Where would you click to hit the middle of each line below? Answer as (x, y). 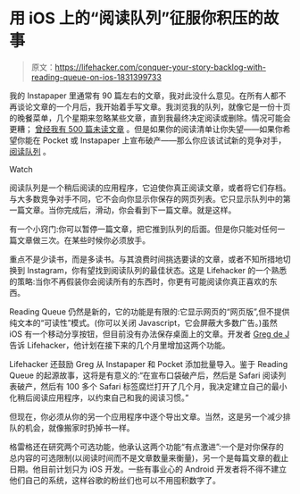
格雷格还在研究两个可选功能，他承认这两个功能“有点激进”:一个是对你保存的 (146, 447)
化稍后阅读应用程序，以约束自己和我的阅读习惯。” (99, 398)
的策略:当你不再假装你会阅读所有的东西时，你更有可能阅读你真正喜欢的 (140, 281)
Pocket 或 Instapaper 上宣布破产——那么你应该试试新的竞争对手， (164, 140)
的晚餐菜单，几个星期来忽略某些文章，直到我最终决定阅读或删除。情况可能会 (150, 118)
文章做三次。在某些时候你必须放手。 (83, 240)
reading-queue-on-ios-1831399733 (96, 77)
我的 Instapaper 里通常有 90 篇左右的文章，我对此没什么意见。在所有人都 (144, 96)
